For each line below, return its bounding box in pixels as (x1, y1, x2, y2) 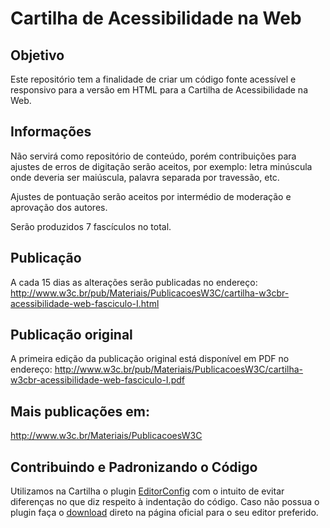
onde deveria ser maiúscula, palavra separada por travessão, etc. (10, 171, 280, 183)
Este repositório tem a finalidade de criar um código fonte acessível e (10, 73, 297, 85)
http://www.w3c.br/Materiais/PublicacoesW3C (10, 430, 203, 442)
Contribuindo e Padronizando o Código (10, 458, 258, 476)
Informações (10, 123, 92, 141)
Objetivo (10, 47, 65, 64)
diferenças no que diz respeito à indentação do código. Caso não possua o (10, 496, 320, 508)
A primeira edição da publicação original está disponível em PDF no (10, 353, 290, 365)
